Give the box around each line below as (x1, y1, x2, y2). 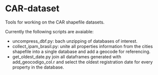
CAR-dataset (5, 3, 60, 14)
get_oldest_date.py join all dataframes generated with (12, 53, 121, 59)
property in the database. (12, 64, 64, 70)
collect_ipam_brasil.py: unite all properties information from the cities (12, 43, 153, 49)
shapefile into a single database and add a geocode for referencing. (12, 49, 151, 54)
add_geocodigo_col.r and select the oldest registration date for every (12, 59, 153, 65)
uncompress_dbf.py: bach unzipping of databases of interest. (12, 38, 138, 44)
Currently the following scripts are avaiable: (5, 28, 94, 34)
